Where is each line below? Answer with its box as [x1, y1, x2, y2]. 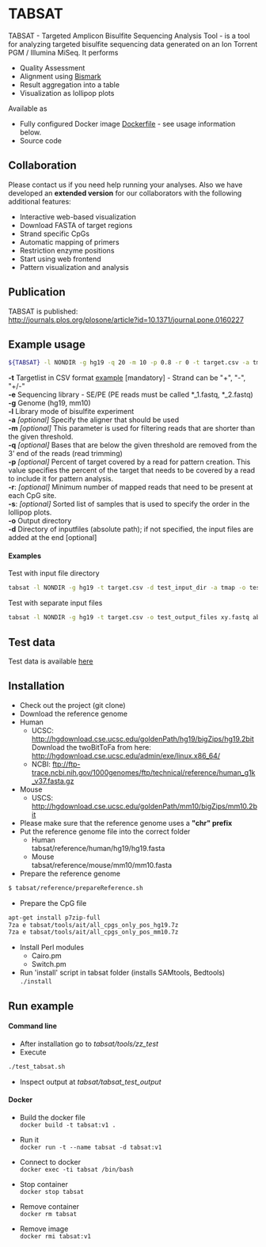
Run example [8, 999, 74, 1013]
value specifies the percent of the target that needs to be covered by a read [8, 466, 256, 475]
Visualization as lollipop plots [19, 88, 115, 97]
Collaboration [8, 159, 77, 173]
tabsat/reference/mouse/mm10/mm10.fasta [31, 860, 173, 869]
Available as [8, 104, 47, 113]
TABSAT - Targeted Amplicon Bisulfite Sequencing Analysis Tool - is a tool [8, 31, 251, 40]
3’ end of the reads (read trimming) [8, 449, 123, 458]
